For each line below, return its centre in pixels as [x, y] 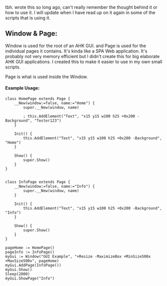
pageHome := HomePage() [30, 248]
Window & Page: [31, 34]
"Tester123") [48, 121]
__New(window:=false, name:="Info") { [54, 187]
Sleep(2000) [17, 274]
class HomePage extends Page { [38, 99]
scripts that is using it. [28, 18]
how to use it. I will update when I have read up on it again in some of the [80, 13]
